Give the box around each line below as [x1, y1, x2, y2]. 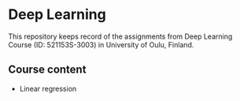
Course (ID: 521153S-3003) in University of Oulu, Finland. [8, 39, 194, 49]
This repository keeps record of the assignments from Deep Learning [8, 32, 233, 41]
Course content [8, 63, 87, 77]
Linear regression [19, 84, 77, 93]
